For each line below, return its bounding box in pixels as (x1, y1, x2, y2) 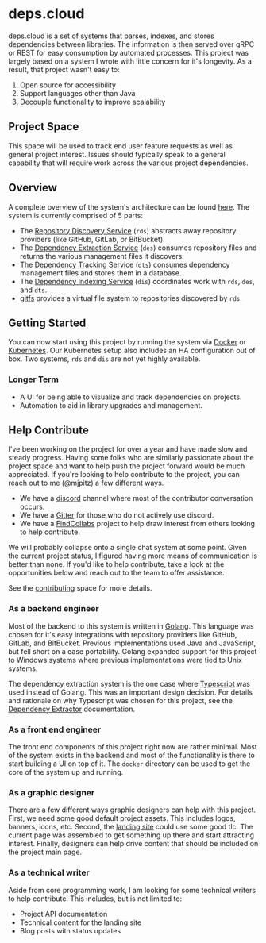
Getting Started (8, 316, 87, 329)
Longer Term (8, 374, 60, 385)
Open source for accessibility (19, 80, 117, 90)
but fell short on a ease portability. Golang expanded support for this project (8, 646, 257, 656)
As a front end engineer (8, 724, 102, 735)
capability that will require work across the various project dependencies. (8, 158, 249, 167)
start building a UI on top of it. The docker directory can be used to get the (8, 759, 251, 768)
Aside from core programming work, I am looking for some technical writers (8, 885, 256, 895)
